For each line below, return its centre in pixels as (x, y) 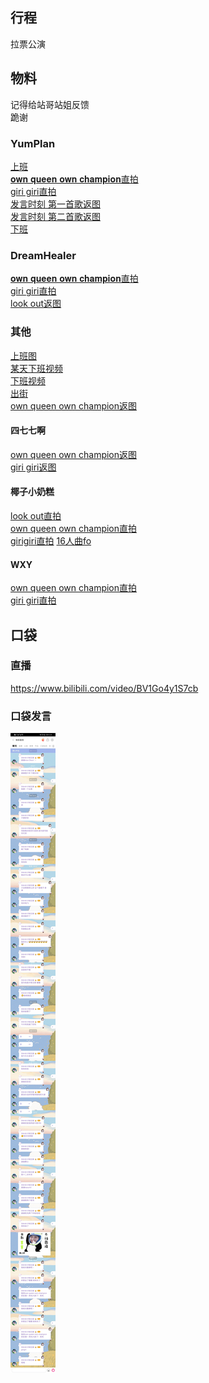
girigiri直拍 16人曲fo (51, 540)
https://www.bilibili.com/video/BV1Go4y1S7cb (104, 688)
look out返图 (36, 304)
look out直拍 (36, 515)
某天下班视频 (36, 368)
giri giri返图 (33, 467)
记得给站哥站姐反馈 (50, 104)
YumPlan (33, 143)
